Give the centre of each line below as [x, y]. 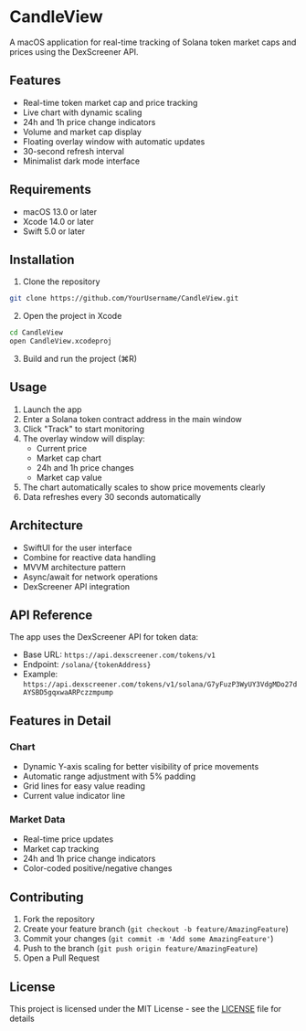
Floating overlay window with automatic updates [114, 141]
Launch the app [52, 409]
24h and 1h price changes [85, 467]
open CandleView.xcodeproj [61, 341]
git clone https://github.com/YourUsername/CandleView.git [124, 299]
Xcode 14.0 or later [58, 221]
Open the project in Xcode [72, 316]
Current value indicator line [74, 796]
